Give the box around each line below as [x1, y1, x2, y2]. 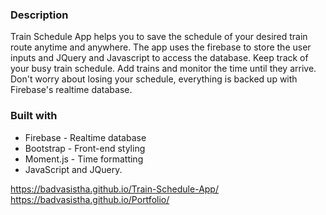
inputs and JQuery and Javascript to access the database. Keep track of [10, 52, 309, 64]
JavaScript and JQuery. [24, 163, 123, 175]
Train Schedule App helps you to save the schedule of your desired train [10, 31, 308, 43]
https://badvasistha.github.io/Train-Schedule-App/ [10, 183, 219, 195]
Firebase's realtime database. [10, 84, 133, 96]
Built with [10, 109, 58, 123]
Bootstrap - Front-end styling [24, 142, 146, 154]
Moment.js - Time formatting [24, 153, 144, 165]
